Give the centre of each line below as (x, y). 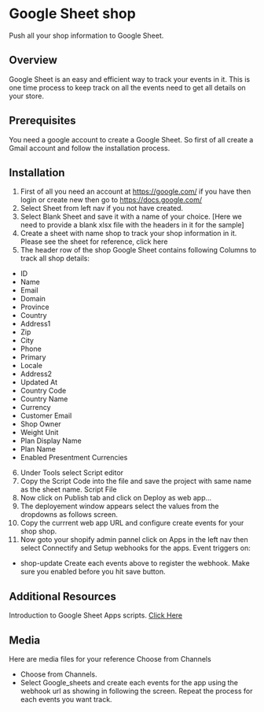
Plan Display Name (51, 441)
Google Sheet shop (72, 14)
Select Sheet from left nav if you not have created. (102, 208)
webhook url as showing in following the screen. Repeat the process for (136, 691)
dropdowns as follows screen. (69, 515)
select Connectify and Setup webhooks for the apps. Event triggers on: (135, 548)
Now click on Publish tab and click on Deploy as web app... (116, 498)
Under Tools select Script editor (72, 473)
